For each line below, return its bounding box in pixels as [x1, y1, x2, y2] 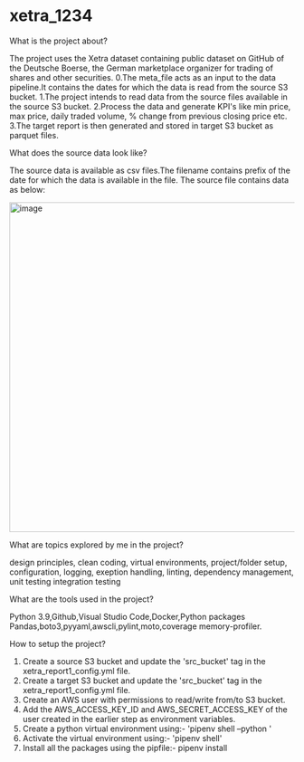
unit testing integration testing [9, 576, 121, 586]
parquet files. [9, 129, 59, 140]
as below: [9, 184, 45, 195]
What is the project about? [9, 35, 109, 46]
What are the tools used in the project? [9, 594, 154, 605]
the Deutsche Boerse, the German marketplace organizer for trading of [9, 62, 274, 73]
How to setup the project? [9, 638, 106, 649]
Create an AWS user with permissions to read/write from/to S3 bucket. [22, 694, 286, 705]
